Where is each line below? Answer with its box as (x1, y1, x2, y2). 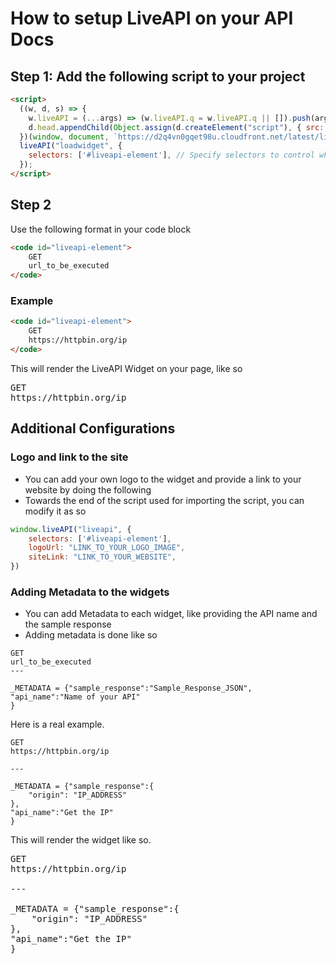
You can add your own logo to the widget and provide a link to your (24, 473, 302, 485)
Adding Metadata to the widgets (10, 585, 170, 599)
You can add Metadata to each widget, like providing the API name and (24, 608, 318, 620)
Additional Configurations (10, 420, 176, 437)
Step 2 (10, 197, 52, 214)
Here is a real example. (10, 718, 105, 731)
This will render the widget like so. (10, 834, 152, 846)
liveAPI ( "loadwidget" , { (19, 141, 123, 151)
